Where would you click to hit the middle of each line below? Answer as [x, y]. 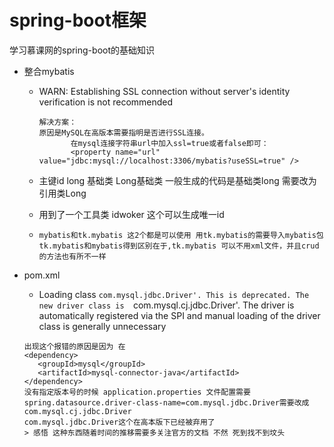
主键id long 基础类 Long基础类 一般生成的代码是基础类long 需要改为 [177, 180]
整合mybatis [49, 71]
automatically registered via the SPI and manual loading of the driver [179, 315]
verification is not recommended [106, 102]
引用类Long [62, 193]
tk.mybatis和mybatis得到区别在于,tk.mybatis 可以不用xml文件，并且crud [179, 246]
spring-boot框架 [78, 20]
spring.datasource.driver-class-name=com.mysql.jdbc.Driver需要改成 [166, 402]
